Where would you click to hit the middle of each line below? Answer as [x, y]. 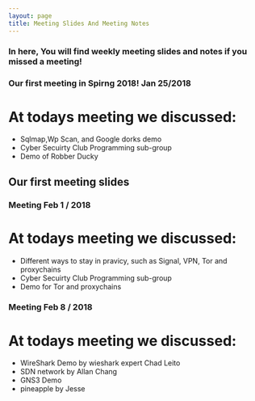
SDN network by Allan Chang [69, 372]
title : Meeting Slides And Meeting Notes [79, 23]
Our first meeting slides [69, 182]
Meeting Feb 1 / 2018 [50, 205]
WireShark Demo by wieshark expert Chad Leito [100, 363]
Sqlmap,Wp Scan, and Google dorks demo [91, 139]
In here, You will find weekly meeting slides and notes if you [128, 52]
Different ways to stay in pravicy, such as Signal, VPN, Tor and [123, 260]
